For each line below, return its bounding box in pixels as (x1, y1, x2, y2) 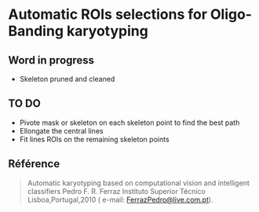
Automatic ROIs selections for (8, 5, 208, 24)
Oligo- (210, 5, 253, 24)
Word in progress (8, 53, 95, 67)
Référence (8, 157, 60, 170)
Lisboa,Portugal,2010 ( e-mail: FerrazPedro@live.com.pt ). (27, 195, 213, 204)
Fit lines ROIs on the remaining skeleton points (19, 134, 170, 144)
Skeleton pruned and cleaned (19, 75, 115, 83)
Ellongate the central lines (19, 126, 104, 135)
